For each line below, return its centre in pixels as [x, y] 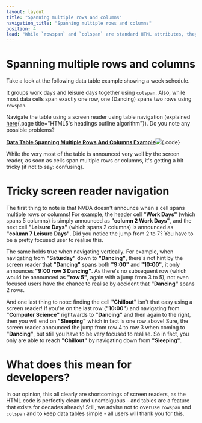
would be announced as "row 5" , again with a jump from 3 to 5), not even [98, 277]
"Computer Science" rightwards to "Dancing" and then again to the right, [99, 315]
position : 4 [21, 29]
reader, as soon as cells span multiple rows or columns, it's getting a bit [95, 161]
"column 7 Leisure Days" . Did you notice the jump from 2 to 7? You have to [100, 234]
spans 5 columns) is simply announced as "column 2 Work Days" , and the [99, 221]
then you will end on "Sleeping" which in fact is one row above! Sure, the [97, 321]
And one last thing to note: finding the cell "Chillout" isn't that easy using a [99, 302]
